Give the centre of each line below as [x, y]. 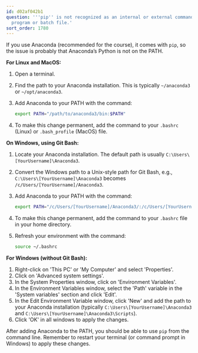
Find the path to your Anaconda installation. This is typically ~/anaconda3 [102, 86]
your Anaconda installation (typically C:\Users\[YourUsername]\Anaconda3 [103, 307]
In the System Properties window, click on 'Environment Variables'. [95, 282]
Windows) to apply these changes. [48, 344]
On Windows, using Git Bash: [42, 143]
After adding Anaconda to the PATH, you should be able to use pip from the [98, 331]
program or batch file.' [42, 22]
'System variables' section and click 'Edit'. [66, 294]
